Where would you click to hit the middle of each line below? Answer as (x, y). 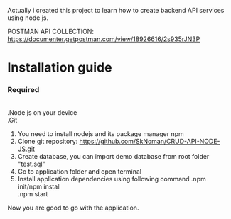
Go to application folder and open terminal (80, 172)
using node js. (28, 18)
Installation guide (60, 68)
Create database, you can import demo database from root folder (113, 157)
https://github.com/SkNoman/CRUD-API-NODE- (150, 142)
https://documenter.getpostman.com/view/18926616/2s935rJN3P (104, 39)
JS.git (26, 149)
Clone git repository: (48, 142)
